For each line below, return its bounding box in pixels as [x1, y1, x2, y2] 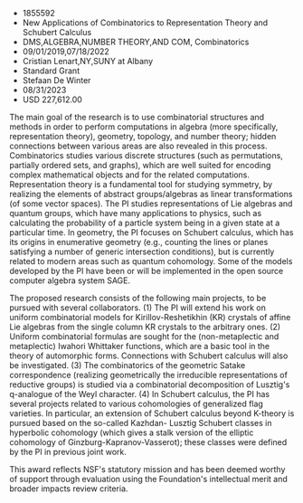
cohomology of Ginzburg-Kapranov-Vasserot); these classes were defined [9, 437, 288, 447]
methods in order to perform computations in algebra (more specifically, [9, 121, 279, 132]
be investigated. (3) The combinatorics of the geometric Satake [9, 360, 246, 370]
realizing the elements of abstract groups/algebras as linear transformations [9, 189, 293, 199]
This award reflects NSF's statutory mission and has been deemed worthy [9, 464, 286, 474]
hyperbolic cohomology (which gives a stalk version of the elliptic [9, 427, 254, 438]
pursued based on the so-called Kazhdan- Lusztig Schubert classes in [9, 418, 272, 428]
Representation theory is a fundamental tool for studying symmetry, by [9, 179, 273, 189]
